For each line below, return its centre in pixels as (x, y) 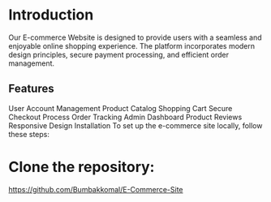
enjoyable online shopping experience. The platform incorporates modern (132, 45)
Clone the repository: (82, 167)
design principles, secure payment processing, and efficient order (119, 54)
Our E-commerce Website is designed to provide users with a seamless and (135, 37)
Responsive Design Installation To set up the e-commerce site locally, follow (135, 125)
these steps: (29, 134)
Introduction (51, 15)
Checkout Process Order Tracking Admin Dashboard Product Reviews (125, 117)
